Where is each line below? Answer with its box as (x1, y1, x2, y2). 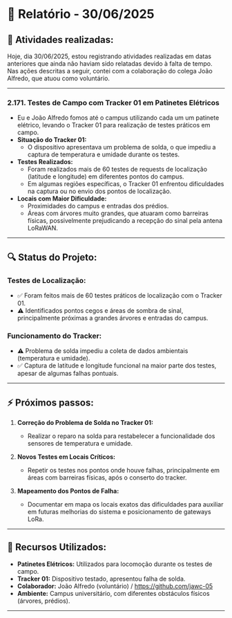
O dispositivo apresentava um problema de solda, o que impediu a (27, 143, 216, 152)
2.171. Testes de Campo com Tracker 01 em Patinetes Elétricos (7, 98, 220, 107)
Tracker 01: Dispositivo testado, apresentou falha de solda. (17, 574, 186, 583)
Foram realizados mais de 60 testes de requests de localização (27, 165, 208, 174)
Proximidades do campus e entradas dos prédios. (27, 202, 169, 210)
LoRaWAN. (27, 224, 59, 233)
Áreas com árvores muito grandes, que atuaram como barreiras (27, 209, 209, 217)
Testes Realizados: (17, 158, 74, 166)
